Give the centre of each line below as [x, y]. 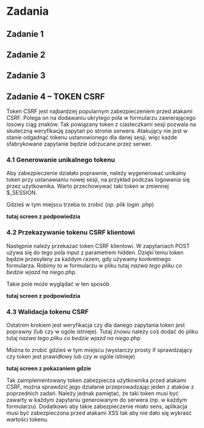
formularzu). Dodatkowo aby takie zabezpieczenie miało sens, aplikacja [97, 407]
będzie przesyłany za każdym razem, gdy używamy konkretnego [88, 259]
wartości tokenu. [28, 419]
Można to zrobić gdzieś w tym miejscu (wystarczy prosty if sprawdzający [99, 350]
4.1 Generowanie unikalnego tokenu [61, 160]
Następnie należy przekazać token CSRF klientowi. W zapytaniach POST [98, 246]
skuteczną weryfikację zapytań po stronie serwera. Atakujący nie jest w [97, 131]
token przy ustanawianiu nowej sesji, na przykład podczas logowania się [98, 180]
